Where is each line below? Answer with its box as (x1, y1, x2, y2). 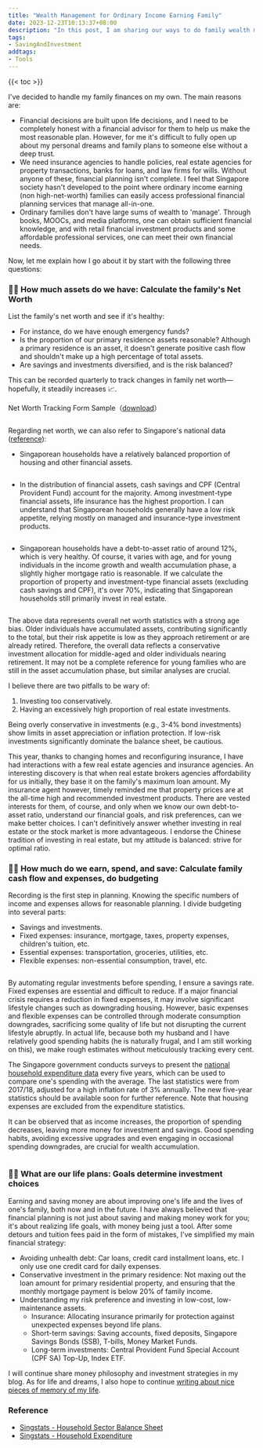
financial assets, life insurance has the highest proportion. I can (19, 496, 225, 506)
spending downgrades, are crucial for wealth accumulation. (8, 1142, 200, 1151)
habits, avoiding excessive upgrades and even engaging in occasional (8, 1134, 234, 1143)
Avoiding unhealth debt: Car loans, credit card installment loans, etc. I (19, 1253, 244, 1263)
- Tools (8, 56, 34, 64)
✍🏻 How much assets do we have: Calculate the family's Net (8, 283, 241, 294)
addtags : (8, 48, 37, 56)
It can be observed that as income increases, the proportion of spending (8, 1117, 242, 1127)
